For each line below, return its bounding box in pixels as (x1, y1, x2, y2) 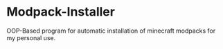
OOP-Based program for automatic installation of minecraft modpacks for (6, 27, 216, 35)
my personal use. (6, 33, 56, 42)
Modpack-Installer (6, 4, 116, 20)
